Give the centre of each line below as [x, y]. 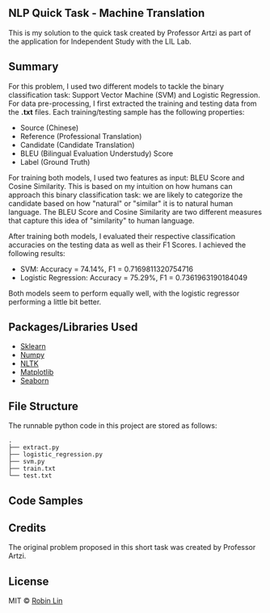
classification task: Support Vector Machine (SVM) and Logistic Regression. [134, 94]
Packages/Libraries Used [73, 327]
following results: [37, 253]
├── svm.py [27, 462]
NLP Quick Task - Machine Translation [107, 13]
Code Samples [46, 500]
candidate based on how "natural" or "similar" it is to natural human [121, 203]
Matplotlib [37, 372]
